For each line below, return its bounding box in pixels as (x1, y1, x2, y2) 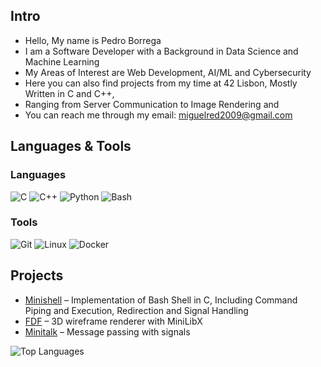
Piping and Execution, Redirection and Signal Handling (24, 304, 249, 316)
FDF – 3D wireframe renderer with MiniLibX (24, 315, 203, 327)
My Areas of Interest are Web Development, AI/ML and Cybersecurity (24, 66, 312, 78)
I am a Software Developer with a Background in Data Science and (24, 45, 299, 57)
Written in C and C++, (24, 87, 115, 99)
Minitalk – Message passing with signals (24, 325, 191, 338)
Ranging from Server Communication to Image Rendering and (24, 98, 280, 110)
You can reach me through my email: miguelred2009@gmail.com (24, 109, 293, 121)
